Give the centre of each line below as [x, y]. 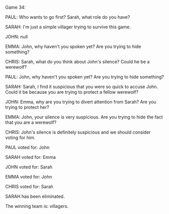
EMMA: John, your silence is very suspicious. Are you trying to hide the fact [84, 117]
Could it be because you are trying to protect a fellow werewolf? [72, 92]
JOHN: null [16, 37]
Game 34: [16, 7]
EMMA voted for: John [29, 177]
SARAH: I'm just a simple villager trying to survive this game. [68, 27]
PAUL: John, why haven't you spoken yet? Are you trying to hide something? [84, 77]
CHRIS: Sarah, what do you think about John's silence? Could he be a [77, 62]
